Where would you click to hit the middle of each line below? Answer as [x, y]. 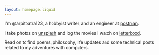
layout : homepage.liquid [30, 9]
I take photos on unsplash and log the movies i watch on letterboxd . [73, 33]
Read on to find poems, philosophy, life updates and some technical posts [79, 42]
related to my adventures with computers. [47, 47]
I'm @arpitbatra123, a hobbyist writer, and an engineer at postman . [72, 23]
